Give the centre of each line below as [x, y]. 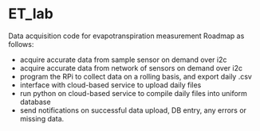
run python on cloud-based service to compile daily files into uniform [133, 93]
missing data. [42, 118]
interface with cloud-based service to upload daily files [110, 85]
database [35, 102]
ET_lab [31, 14]
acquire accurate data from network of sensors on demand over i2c [131, 67]
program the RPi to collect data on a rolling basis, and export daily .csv [136, 76]
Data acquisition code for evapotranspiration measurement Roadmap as [126, 36]
